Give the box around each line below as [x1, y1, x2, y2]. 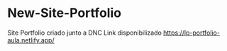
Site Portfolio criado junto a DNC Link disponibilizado [7, 28, 162, 37]
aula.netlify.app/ [7, 35, 55, 44]
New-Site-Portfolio [7, 5, 122, 21]
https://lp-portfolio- [162, 28, 220, 37]
